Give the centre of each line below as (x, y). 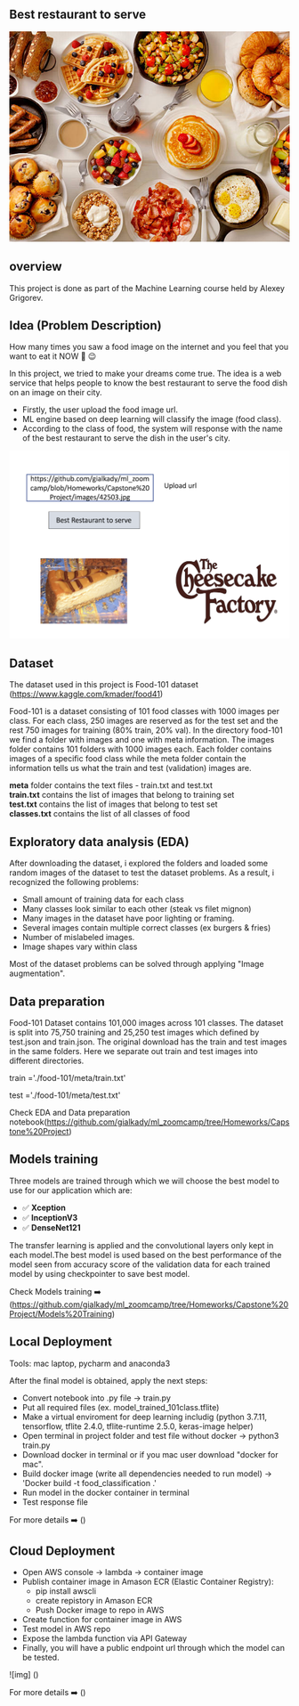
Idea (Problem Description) (85, 325)
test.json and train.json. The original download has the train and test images (148, 1042)
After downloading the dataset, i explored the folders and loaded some (139, 864)
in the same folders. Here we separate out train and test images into (133, 1052)
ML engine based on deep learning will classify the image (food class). (152, 419)
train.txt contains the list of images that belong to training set (122, 795)
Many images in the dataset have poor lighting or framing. (128, 918)
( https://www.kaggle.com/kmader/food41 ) (86, 695)
